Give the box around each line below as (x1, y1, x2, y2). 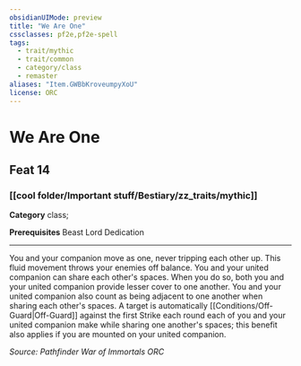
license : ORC (9, 88, 58, 97)
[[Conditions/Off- (210, 301, 273, 311)
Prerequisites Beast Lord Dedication (9, 227, 145, 238)
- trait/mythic (17, 47, 74, 56)
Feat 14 (9, 162, 51, 178)
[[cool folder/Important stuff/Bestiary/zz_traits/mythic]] (9, 189, 258, 202)
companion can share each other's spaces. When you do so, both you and (9, 272, 285, 283)
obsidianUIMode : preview (9, 13, 102, 22)
